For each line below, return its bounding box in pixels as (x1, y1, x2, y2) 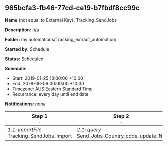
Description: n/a (5, 27, 39, 33)
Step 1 (31, 112, 48, 119)
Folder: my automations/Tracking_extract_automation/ (5, 36, 117, 42)
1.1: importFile (7, 126, 42, 133)
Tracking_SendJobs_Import (7, 132, 72, 139)
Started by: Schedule (5, 46, 50, 52)
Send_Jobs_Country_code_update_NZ (76, 132, 166, 139)
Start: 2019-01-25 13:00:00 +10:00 (12, 75, 83, 81)
